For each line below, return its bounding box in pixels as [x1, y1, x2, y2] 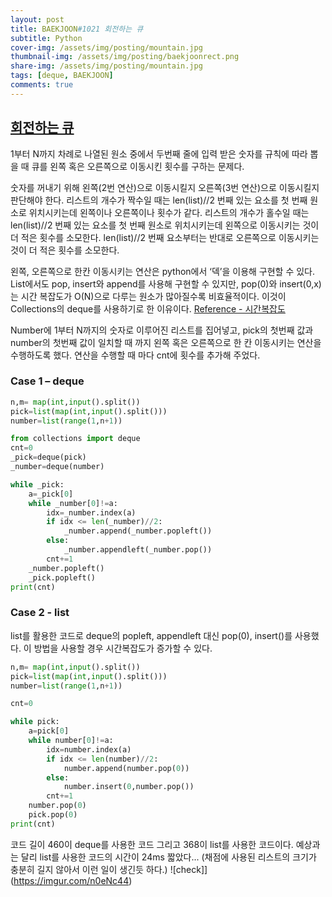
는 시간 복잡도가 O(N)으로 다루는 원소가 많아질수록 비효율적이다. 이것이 [10, 290, 287, 302]
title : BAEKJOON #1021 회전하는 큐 [10, 24, 144, 34]
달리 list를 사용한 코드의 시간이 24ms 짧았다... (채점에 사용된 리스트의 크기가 [20, 851, 317, 863]
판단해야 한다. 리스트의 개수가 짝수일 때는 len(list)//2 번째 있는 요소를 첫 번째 [10, 194, 308, 206]
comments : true [10, 80, 74, 90]
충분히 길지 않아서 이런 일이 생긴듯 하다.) [10, 863, 168, 875]
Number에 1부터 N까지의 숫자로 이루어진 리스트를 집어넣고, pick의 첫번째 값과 [10, 324, 314, 336]
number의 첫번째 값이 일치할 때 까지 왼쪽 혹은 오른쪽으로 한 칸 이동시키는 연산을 [10, 336, 322, 348]
